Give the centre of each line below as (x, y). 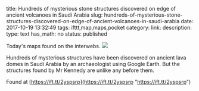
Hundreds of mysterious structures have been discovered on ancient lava (96, 58)
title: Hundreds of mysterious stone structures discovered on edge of (91, 9)
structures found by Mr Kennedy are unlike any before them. (80, 70)
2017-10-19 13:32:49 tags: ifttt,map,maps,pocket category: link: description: (99, 27)
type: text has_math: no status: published (57, 34)
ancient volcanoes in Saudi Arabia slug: (55, 15)
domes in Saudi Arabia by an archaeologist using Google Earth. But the (93, 64)
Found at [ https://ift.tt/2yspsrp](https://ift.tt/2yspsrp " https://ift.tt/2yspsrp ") (99, 82)
